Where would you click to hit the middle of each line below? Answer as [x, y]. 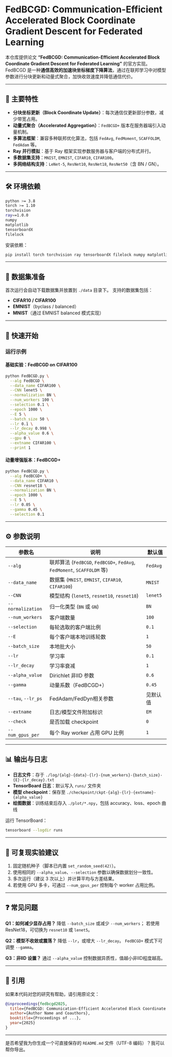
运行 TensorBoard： [26, 821]
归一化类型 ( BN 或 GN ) [74, 607]
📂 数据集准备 [25, 277]
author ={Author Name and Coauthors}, [50, 1013]
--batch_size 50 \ [30, 419]
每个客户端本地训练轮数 [78, 637]
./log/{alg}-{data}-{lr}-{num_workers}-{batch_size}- [104, 776]
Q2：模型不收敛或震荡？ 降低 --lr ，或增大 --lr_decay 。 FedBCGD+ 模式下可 [84, 941]
